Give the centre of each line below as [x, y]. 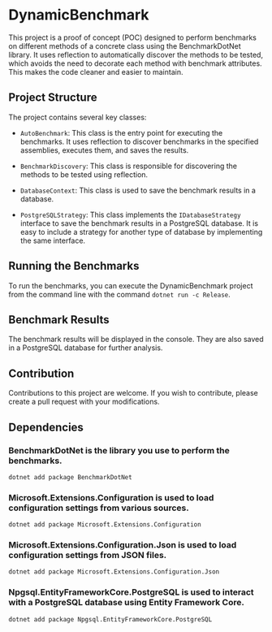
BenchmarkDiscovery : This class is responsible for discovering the [129, 166]
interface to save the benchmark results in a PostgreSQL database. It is [139, 223]
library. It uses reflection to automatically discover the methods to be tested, [136, 54]
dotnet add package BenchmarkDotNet [70, 477]
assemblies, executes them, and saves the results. [104, 150]
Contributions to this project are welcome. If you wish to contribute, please [133, 393]
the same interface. [53, 240]
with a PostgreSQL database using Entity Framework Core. [127, 603]
